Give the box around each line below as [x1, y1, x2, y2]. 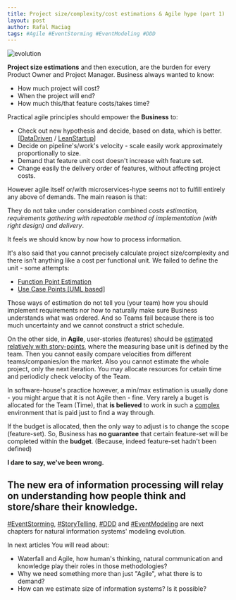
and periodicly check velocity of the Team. [7, 372, 132, 381]
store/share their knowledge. [7, 500, 138, 512]
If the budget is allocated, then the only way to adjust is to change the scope [7, 422, 230, 431]
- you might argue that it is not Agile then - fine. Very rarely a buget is [7, 393, 209, 402]
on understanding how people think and [7, 490, 187, 502]
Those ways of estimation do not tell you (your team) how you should [7, 299, 209, 307]
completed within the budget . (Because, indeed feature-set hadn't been [7, 437, 217, 445]
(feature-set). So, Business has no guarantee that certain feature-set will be [7, 430, 229, 438]
